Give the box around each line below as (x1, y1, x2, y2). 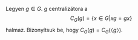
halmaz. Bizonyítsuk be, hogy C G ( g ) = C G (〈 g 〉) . (5, 26, 123, 35)
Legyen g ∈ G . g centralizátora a (5, 5, 88, 12)
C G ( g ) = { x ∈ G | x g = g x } (70, 15, 133, 23)
